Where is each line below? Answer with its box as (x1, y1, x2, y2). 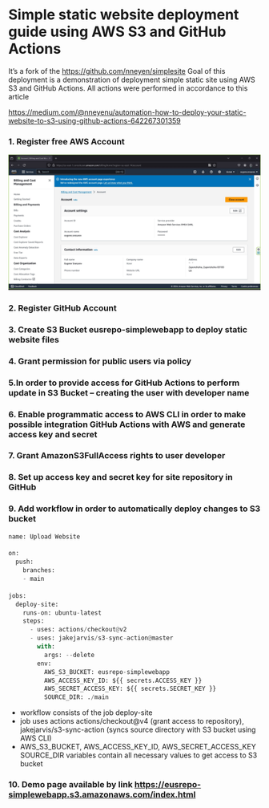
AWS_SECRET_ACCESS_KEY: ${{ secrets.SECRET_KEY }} (43, 684, 217, 693)
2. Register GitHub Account (8, 302, 118, 314)
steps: (22, 617, 45, 625)
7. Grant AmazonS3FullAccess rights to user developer (8, 450, 226, 461)
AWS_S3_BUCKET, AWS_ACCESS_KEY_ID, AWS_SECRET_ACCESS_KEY (19, 742, 256, 752)
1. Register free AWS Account (8, 136, 126, 147)
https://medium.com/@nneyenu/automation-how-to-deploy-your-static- (8, 107, 247, 117)
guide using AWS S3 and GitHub (8, 22, 227, 41)
